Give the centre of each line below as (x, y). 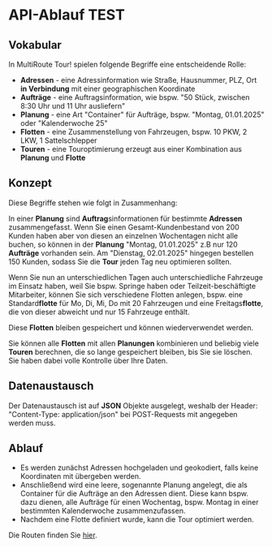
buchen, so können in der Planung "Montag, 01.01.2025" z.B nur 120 (123, 244)
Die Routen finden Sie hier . (53, 535)
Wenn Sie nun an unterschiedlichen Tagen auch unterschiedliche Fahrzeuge (136, 277)
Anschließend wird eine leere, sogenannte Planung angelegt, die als (134, 485)
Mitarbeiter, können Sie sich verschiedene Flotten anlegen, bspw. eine (126, 295)
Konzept (30, 183)
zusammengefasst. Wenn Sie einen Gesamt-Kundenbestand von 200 (124, 227)
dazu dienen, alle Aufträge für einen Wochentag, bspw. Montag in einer (139, 502)
